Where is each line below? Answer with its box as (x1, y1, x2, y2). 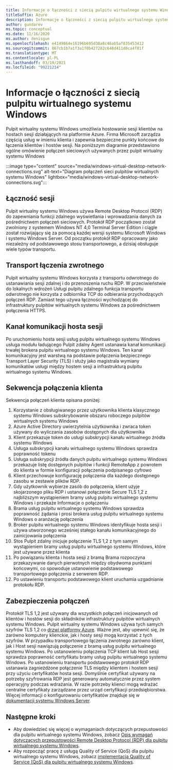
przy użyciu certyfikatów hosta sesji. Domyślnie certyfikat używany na (6, 670, 156, 677)
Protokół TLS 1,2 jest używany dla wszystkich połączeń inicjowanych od (6, 610, 158, 616)
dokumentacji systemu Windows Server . (6, 698, 91, 704)
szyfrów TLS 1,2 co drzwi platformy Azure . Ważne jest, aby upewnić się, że (6, 627, 165, 633)
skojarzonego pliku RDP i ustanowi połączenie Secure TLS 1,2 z (13, 489, 148, 495)
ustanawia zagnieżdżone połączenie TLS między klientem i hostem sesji (6, 665, 159, 671)
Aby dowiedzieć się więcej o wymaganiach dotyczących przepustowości (13, 726, 168, 732)
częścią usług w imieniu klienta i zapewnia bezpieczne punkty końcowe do (6, 137, 164, 143)
